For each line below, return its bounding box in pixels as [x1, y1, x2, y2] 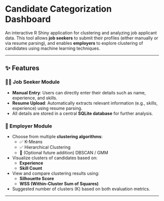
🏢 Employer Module [5, 123, 52, 129]
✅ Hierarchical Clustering [19, 144, 71, 150]
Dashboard [5, 14, 51, 25]
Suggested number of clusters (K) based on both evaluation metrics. [12, 186, 150, 192]
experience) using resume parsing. [12, 105, 82, 111]
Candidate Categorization [5, 3, 112, 15]
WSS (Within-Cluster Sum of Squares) [19, 181, 99, 186]
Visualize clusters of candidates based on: [12, 155, 98, 161]
